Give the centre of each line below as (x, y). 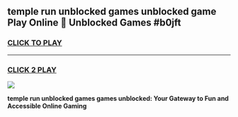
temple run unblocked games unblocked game (112, 12)
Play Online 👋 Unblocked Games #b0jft (95, 23)
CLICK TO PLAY (35, 43)
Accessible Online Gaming (47, 106)
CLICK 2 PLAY (32, 69)
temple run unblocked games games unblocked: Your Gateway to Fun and (118, 98)
